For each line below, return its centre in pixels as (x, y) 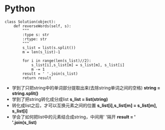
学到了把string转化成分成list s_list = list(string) (60, 99)
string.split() (25, 93)
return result (37, 78)
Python (20, 9)
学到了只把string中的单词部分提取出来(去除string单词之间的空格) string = (86, 87)
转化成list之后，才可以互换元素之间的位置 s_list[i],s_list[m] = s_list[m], (84, 105)
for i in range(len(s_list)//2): (57, 61)
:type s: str (36, 35)
